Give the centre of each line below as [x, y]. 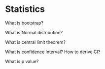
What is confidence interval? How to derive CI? [53, 52]
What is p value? [22, 61]
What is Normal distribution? [34, 32]
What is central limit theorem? [35, 42]
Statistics [25, 9]
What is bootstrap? [24, 23]
